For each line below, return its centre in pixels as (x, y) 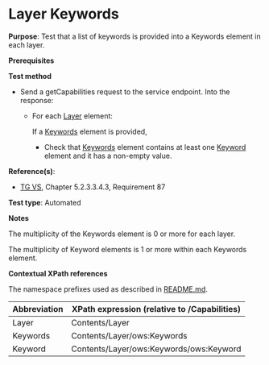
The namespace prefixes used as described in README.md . (108, 289)
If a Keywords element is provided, (89, 131)
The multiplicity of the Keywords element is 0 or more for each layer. (122, 234)
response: (37, 100)
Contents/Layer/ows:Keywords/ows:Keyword (156, 349)
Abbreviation (38, 309)
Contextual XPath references (58, 273)
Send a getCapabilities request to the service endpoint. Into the (125, 91)
